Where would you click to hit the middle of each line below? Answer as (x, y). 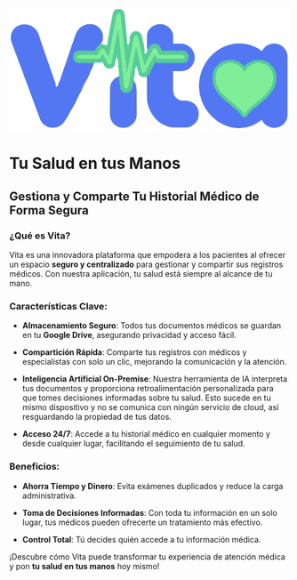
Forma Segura (49, 210)
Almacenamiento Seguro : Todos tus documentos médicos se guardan (152, 326)
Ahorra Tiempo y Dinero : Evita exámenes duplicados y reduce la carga (153, 486)
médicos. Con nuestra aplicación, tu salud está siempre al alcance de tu (141, 273)
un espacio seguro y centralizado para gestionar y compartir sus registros (146, 264)
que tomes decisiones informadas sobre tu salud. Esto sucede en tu (146, 398)
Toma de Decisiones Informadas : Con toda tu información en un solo (149, 512)
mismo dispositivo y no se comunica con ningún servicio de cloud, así (150, 407)
